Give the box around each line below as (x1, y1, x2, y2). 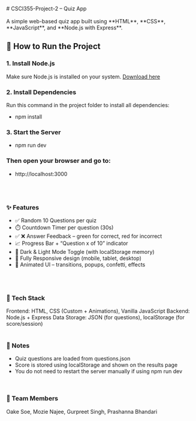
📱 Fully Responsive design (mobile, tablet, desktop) (14, 255, 142, 262)
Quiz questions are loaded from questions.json (14, 355, 131, 362)
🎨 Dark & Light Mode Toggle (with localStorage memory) (14, 248, 155, 255)
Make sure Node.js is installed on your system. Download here (6, 73, 161, 80)
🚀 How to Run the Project (6, 41, 101, 52)
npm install (14, 113, 43, 120)
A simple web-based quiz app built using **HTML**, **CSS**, (6, 18, 166, 25)
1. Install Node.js (6, 59, 55, 68)
